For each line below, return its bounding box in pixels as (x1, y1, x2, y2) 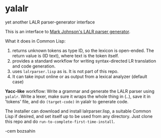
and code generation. (12, 63, 56, 69)
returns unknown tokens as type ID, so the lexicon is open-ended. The (12, 47, 154, 53)
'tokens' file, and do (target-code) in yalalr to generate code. (5, 98, 129, 104)
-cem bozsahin (5, 128, 36, 134)
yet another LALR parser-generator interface (5, 19, 95, 25)
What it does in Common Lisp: (5, 38, 66, 44)
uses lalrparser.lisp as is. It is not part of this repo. (12, 68, 119, 74)
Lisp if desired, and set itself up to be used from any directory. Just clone (5, 113, 153, 119)
